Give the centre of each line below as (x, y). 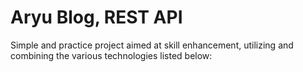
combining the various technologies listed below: (111, 55)
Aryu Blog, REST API (96, 17)
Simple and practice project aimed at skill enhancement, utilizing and (152, 45)
